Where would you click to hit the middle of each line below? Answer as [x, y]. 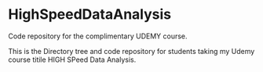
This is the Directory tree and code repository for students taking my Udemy [131, 51]
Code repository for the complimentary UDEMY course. [98, 36]
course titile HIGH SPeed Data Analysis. [72, 59]
